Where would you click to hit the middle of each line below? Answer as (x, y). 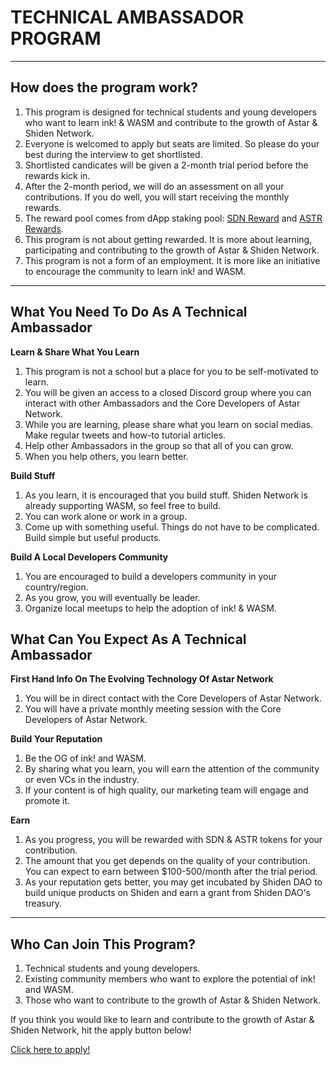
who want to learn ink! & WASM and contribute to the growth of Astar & (171, 122)
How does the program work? (104, 87)
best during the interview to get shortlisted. (113, 154)
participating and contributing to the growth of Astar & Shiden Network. (172, 250)
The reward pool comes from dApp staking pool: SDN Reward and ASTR (173, 218)
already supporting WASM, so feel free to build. (123, 505)
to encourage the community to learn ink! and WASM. (135, 271)
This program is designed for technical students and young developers (170, 112)
